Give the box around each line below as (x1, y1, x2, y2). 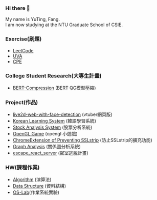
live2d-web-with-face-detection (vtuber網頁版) (12, 111, 113, 117)
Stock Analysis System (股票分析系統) (12, 124, 93, 130)
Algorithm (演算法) (12, 176, 52, 183)
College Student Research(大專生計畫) (5, 72, 102, 79)
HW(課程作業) (5, 164, 40, 171)
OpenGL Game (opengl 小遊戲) (12, 131, 78, 137)
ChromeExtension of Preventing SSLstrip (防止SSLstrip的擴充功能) (12, 137, 152, 143)
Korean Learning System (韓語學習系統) (12, 118, 96, 124)
